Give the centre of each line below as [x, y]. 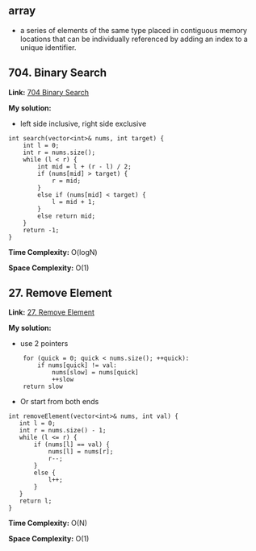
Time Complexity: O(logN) [53, 252]
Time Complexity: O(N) [48, 523]
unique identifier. [48, 47]
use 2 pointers [44, 344]
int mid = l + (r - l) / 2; [84, 166]
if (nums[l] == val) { [72, 445]
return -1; [41, 230]
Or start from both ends [59, 402]
